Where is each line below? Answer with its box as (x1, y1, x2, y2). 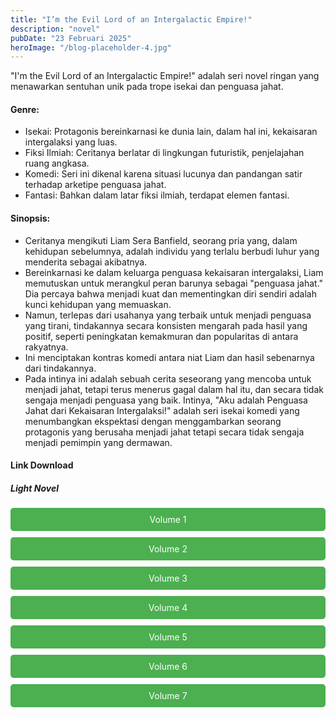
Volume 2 (148, 543, 188, 555)
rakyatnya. (24, 341, 69, 353)
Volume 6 (148, 661, 188, 673)
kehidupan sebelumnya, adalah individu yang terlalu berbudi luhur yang (24, 245, 320, 257)
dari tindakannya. (24, 362, 97, 374)
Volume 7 (148, 690, 188, 702)
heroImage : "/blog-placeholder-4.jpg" (10, 42, 172, 53)
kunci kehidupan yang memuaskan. (24, 298, 172, 310)
